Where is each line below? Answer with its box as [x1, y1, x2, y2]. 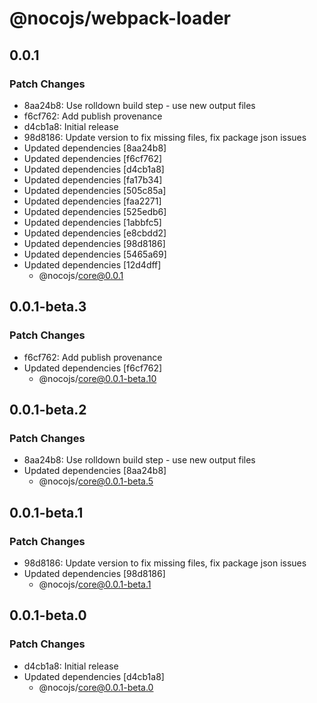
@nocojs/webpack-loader [9, 7, 231, 30]
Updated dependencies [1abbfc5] [23, 216, 162, 228]
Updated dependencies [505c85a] [23, 184, 167, 196]
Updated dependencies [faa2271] [23, 195, 162, 207]
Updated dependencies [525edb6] [23, 205, 167, 217]
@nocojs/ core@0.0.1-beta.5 [38, 475, 154, 487]
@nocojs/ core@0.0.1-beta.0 [38, 681, 154, 693]
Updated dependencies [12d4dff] [23, 258, 162, 271]
